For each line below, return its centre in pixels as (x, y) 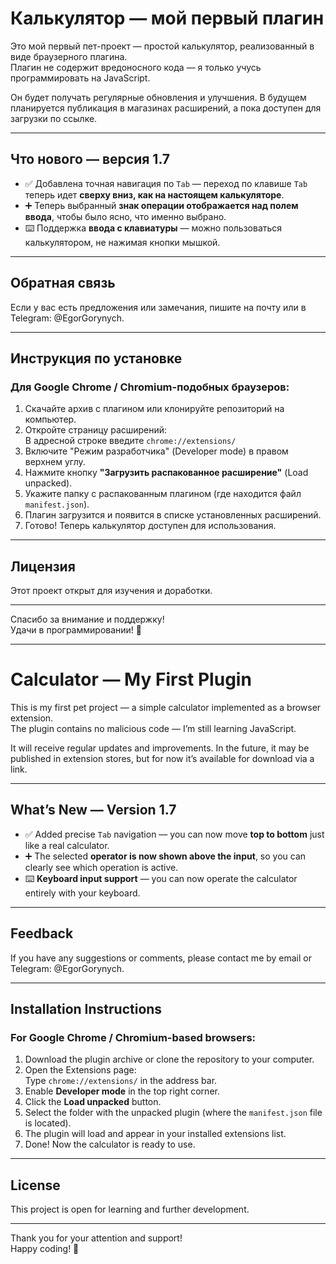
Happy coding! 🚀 (45, 1249)
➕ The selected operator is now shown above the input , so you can (165, 856)
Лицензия (43, 566)
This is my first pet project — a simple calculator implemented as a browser (166, 707)
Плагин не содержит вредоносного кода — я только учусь (136, 67)
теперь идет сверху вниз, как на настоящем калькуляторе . (154, 194)
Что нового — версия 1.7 (90, 159)
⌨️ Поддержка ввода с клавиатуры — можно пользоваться (153, 228)
